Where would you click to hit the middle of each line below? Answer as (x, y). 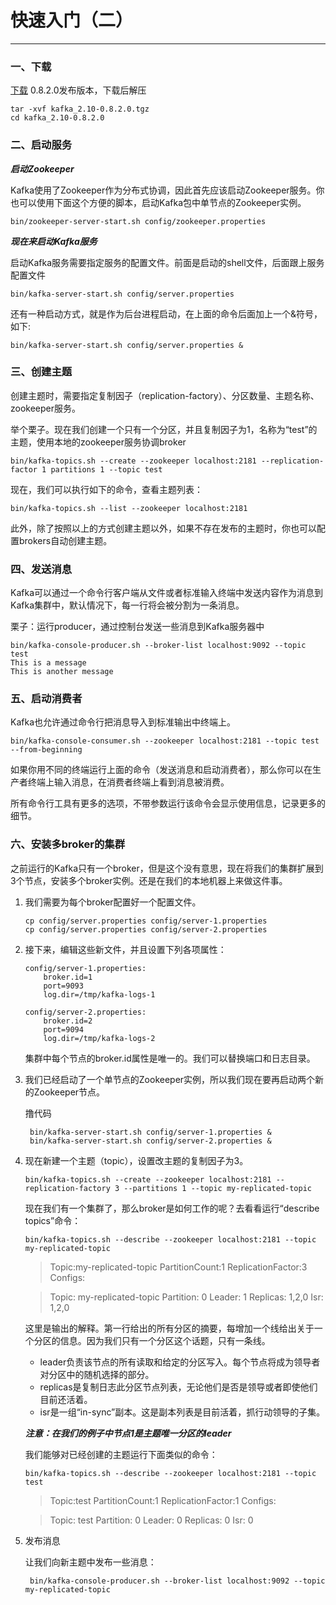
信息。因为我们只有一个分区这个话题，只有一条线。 (165, 1340)
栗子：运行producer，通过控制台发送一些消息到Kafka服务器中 (137, 627)
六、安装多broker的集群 (68, 844)
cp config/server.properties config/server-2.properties (146, 929)
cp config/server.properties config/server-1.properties (146, 921)
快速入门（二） (72, 20)
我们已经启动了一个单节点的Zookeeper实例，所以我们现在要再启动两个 (170, 1079)
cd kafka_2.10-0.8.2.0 (57, 118)
